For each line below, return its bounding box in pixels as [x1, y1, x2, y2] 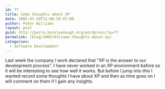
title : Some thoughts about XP [5, 12, 70, 17]
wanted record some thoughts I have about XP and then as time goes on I [5, 73, 155, 79]
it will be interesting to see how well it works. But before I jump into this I [5, 67, 153, 74]
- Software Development [9, 44, 58, 49]
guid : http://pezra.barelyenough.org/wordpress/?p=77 [5, 30, 119, 35]
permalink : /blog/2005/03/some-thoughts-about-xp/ [5, 35, 112, 40]
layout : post [5, 26, 32, 30]
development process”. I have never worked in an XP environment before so [5, 62, 161, 68]
